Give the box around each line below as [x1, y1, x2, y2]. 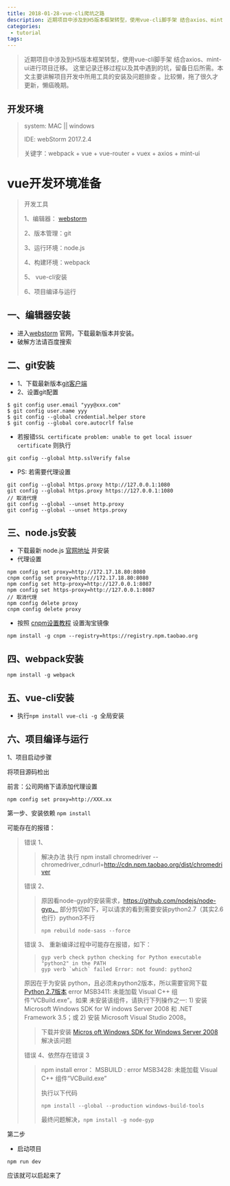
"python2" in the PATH [41, 959, 106, 967]
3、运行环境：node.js [23, 243, 85, 251]
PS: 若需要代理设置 [16, 468, 71, 476]
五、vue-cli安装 [7, 692, 74, 704]
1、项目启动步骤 [7, 753, 52, 761]
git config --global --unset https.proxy [7, 506, 128, 514]
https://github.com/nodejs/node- [123, 896, 216, 904]
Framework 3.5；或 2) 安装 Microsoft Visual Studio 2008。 [23, 1013, 190, 1021]
